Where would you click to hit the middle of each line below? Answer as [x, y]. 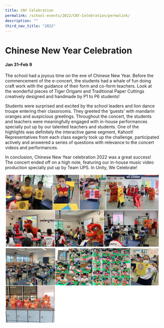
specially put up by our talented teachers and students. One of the [72, 126]
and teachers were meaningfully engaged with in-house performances [76, 121]
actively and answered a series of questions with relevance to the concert [80, 142]
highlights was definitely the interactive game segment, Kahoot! [69, 132]
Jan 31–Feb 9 [19, 65]
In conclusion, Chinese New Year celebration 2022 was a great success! [78, 157]
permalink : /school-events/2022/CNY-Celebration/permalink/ [68, 15]
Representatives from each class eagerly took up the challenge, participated [82, 137]
